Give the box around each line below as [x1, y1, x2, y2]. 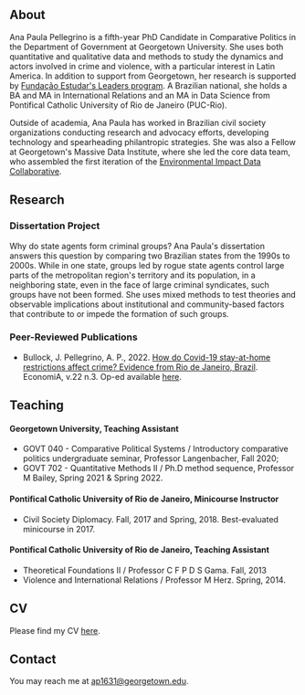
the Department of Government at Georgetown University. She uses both [9, 41, 284, 52]
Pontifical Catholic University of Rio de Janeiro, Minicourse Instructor [9, 493, 279, 504]
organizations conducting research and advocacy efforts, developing [9, 127, 269, 138]
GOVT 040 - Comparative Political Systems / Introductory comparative [22, 443, 289, 455]
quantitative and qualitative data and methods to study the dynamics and [9, 50, 284, 62]
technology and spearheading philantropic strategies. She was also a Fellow [9, 136, 297, 147]
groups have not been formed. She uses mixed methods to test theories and [9, 289, 297, 300]
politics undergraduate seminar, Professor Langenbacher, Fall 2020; [22, 453, 279, 464]
